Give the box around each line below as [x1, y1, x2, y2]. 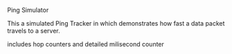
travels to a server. [7, 27, 60, 35]
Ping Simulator [7, 6, 49, 14]
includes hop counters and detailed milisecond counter [7, 40, 165, 48]
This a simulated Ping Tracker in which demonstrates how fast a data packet [7, 19, 225, 27]
